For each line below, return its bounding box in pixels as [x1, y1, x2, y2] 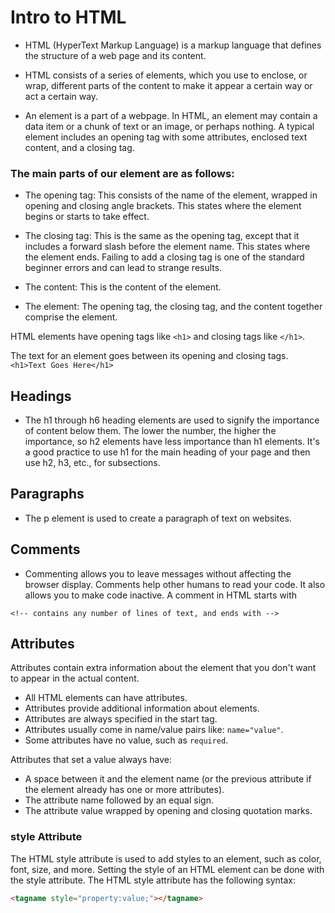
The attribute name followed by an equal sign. [24, 794, 214, 806]
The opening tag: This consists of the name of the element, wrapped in [24, 189, 318, 201]
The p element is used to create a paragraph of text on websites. [24, 512, 292, 524]
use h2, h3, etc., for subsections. [24, 457, 161, 469]
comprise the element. [24, 311, 118, 323]
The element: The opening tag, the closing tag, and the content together [24, 301, 323, 313]
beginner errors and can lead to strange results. [24, 262, 223, 274]
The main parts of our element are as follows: [10, 166, 235, 180]
